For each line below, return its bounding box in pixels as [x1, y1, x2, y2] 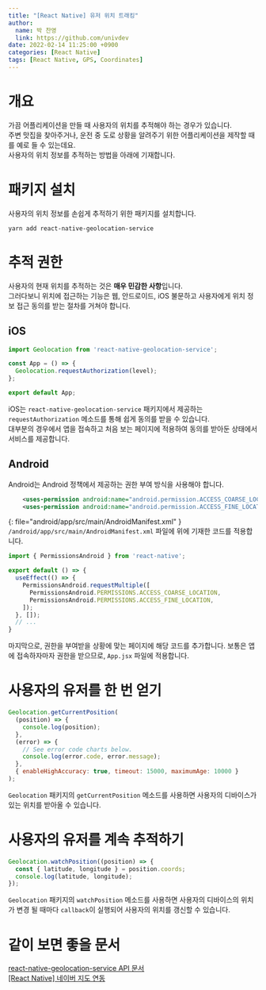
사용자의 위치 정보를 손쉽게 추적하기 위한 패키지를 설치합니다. [8, 208, 196, 218]
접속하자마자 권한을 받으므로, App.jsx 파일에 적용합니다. [16, 651, 190, 661]
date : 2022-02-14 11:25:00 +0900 [8, 41, 119, 49]
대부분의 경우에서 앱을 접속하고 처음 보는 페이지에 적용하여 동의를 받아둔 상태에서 [8, 424, 258, 433]
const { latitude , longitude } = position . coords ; [15, 865, 186, 873]
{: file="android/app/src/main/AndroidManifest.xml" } [8, 517, 182, 526]
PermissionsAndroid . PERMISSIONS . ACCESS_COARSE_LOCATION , [28, 588, 222, 596]
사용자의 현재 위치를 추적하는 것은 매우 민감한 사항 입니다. [8, 281, 184, 291]
